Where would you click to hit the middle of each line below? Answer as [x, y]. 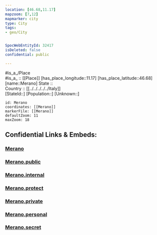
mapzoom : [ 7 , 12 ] [22, 14]
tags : [11, 28]
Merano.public [23, 162]
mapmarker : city [22, 19]
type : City [16, 23]
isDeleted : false [23, 50]
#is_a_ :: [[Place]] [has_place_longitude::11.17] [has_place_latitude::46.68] [79, 78]
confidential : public [27, 54]
